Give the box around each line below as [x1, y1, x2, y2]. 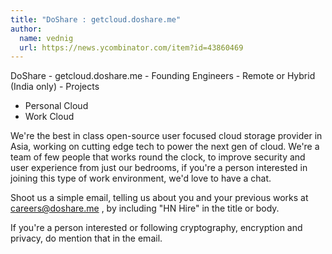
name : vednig [19, 33, 74, 43]
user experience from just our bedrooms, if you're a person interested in [10, 162, 308, 174]
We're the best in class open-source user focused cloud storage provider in [10, 130, 323, 142]
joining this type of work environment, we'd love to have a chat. [10, 172, 272, 185]
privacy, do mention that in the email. [10, 232, 163, 245]
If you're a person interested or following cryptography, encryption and [10, 222, 303, 234]
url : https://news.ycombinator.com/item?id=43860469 [19, 42, 244, 53]
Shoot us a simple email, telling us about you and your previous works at [10, 192, 309, 204]
